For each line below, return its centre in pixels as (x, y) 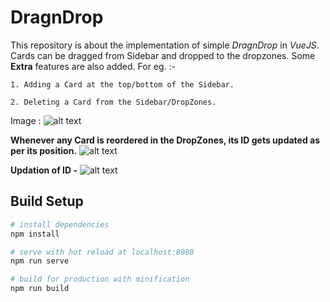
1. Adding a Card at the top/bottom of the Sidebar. (122, 84)
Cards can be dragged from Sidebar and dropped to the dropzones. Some (163, 55)
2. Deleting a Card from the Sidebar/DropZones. (113, 102)
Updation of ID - (44, 170)
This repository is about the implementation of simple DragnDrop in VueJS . (165, 45)
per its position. (44, 150)
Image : (26, 120)
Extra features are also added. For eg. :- (93, 66)
